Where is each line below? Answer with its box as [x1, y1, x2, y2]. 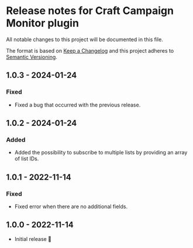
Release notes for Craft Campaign [6, 4, 174, 18]
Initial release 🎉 [14, 235, 51, 242]
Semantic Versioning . [6, 53, 57, 60]
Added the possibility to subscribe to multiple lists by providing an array [14, 149, 188, 156]
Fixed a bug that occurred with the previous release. [14, 101, 141, 108]
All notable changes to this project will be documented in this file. [6, 36, 164, 43]
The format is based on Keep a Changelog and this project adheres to [6, 47, 174, 54]
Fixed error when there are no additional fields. [14, 203, 127, 210]
